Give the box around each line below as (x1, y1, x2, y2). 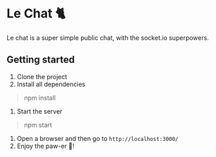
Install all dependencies (16, 80, 86, 88)
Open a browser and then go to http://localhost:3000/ (16, 134, 179, 142)
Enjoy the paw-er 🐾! (16, 142, 75, 150)
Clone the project (16, 72, 68, 81)
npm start (23, 121, 52, 129)
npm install (23, 93, 56, 102)
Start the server (16, 107, 63, 116)
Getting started (6, 54, 75, 66)
